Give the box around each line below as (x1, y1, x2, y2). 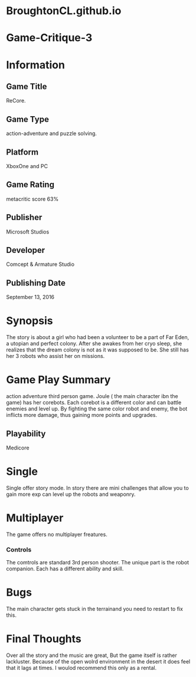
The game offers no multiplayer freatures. (6, 531, 107, 538)
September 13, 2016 (6, 294, 55, 301)
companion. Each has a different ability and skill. (6, 565, 124, 573)
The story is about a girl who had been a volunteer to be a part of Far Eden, (6, 334, 190, 341)
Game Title (6, 81, 47, 91)
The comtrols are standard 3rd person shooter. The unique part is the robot (6, 559, 190, 566)
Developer (6, 245, 45, 255)
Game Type (6, 114, 49, 124)
